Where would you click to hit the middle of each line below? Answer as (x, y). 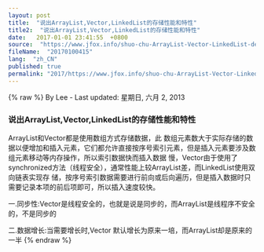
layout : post (29, 15)
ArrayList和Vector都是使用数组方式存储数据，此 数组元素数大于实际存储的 (127, 137)
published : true (35, 67)
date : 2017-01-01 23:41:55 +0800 (68, 37)
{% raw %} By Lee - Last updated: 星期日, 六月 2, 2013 (97, 97)
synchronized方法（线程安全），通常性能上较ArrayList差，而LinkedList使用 (128, 167)
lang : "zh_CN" (33, 60)
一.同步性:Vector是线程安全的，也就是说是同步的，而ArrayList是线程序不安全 (132, 203)
